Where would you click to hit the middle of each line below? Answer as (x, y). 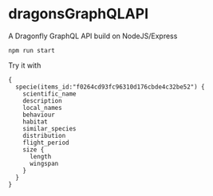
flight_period (46, 143)
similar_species (50, 128)
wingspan (44, 163)
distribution (44, 135)
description (42, 100)
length (40, 156)
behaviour (39, 115)
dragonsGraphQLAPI (79, 14)
